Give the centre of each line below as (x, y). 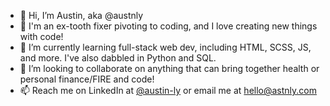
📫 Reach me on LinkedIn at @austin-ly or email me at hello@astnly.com (168, 90)
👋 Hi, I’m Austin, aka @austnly (81, 15)
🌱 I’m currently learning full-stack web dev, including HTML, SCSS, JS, (165, 47)
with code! (41, 36)
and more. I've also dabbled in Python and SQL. (118, 58)
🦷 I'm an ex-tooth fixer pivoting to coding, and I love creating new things (168, 26)
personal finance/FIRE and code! (87, 79)
